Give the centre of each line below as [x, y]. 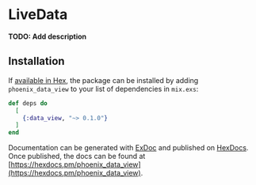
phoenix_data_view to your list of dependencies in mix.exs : [103, 89]
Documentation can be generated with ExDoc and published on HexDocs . [128, 148]
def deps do [28, 103]
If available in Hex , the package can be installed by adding [103, 80]
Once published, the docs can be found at [77, 157]
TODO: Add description [48, 36]
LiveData [38, 15]
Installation [36, 61]
